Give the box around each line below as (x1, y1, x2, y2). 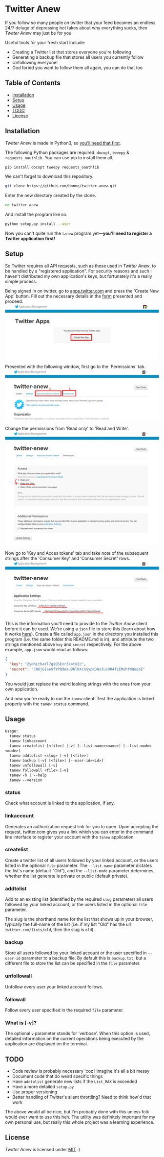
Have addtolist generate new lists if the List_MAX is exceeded (12, 1079, 138, 1084)
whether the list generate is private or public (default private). (5, 873, 129, 879)
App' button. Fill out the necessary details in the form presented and (5, 293, 143, 299)
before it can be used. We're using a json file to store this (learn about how (5, 626, 156, 632)
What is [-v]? (5, 1019, 37, 1026)
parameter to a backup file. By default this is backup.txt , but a (21, 955, 146, 961)
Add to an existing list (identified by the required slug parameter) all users (5, 896, 153, 902)
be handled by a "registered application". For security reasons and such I (5, 268, 152, 274)
